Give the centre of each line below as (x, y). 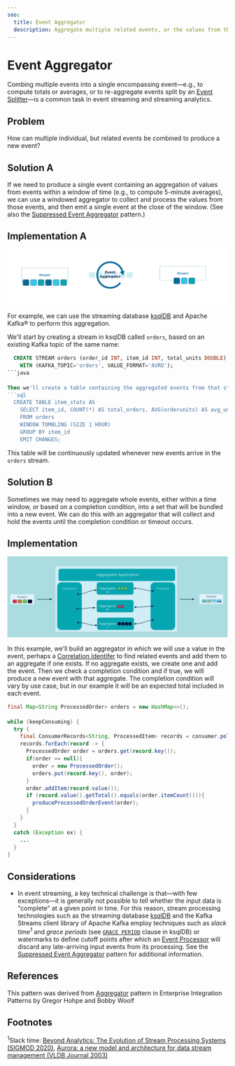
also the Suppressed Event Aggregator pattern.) (76, 214)
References (33, 976)
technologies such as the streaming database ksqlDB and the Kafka (115, 916)
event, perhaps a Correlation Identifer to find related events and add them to (117, 656)
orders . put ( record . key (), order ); (83, 773)
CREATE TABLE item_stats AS (55, 403)
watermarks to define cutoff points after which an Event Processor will (119, 939)
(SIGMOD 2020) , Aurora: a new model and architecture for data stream (109, 1048)
